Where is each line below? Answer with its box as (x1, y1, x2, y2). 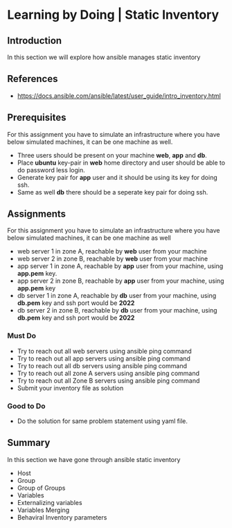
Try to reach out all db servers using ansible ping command (17, 361, 187, 370)
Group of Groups (17, 484, 66, 492)
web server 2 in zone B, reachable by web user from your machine (17, 254, 208, 263)
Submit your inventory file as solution (17, 383, 124, 392)
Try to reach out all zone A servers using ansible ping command (17, 369, 199, 377)
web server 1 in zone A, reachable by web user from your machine (17, 247, 207, 256)
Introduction (7, 35, 62, 47)
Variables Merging (17, 506, 70, 514)
